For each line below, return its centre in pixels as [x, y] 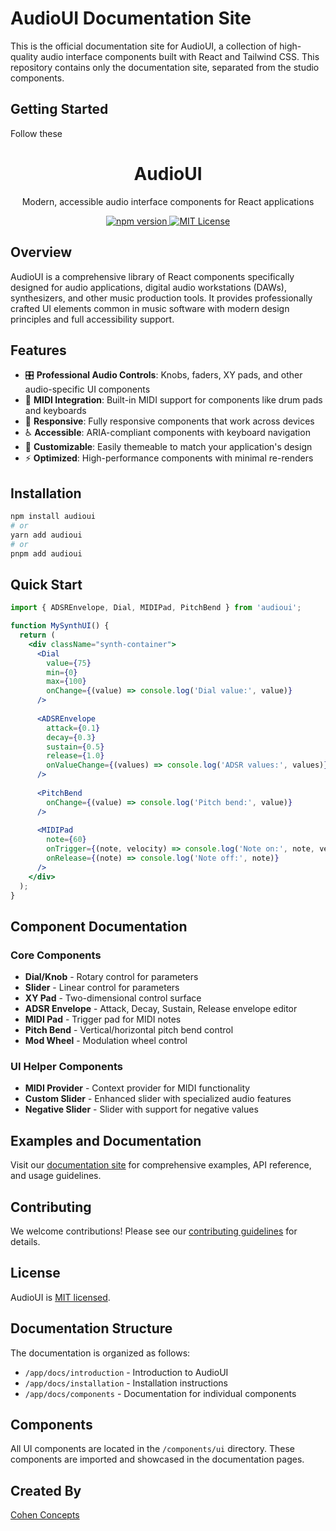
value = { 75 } [69, 663]
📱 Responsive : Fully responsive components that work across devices [169, 421]
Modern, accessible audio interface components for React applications [168, 201]
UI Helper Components [66, 1067]
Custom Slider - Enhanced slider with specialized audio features [158, 1099]
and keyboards [55, 411]
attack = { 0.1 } [73, 728]
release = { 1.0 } [75, 756]
